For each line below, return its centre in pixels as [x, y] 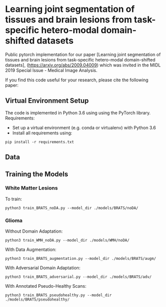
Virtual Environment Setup [47, 101]
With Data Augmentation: [31, 249]
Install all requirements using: [42, 133]
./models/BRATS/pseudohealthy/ [37, 300]
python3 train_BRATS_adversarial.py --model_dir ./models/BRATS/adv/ [79, 277]
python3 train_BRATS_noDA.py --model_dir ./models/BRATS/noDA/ [72, 208]
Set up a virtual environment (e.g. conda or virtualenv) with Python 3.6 [84, 127]
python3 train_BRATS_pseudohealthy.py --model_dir [58, 295]
